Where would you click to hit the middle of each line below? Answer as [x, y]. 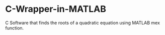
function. [15, 28]
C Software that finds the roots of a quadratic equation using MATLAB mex [82, 23]
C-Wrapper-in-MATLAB [56, 9]
